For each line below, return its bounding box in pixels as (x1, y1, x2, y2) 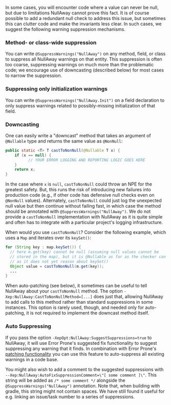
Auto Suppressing (5, 323, 51, 330)
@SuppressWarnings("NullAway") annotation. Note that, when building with (5, 382, 160, 389)
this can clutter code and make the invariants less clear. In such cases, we (5, 21, 162, 27)
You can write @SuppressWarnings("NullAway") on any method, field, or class (5, 51, 166, 57)
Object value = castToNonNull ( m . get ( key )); (10, 264, 104, 269)
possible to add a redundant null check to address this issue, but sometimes (5, 15, 166, 21)
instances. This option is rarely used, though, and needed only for (5, 304, 144, 310)
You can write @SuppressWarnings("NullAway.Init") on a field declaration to (5, 97, 165, 103)
